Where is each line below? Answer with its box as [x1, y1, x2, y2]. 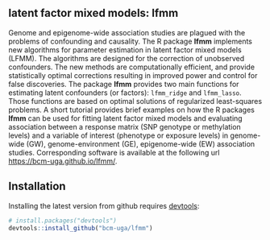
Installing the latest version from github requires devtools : [8, 201, 200, 210]
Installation [8, 180, 66, 193]
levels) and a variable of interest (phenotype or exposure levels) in [8, 130, 229, 140]
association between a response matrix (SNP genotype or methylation [8, 122, 242, 131]
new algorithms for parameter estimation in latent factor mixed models [8, 44, 242, 55]
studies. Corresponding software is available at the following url [8, 147, 220, 157]
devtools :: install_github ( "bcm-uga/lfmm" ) [8, 224, 153, 232]
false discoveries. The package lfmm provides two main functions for [8, 79, 239, 89]
